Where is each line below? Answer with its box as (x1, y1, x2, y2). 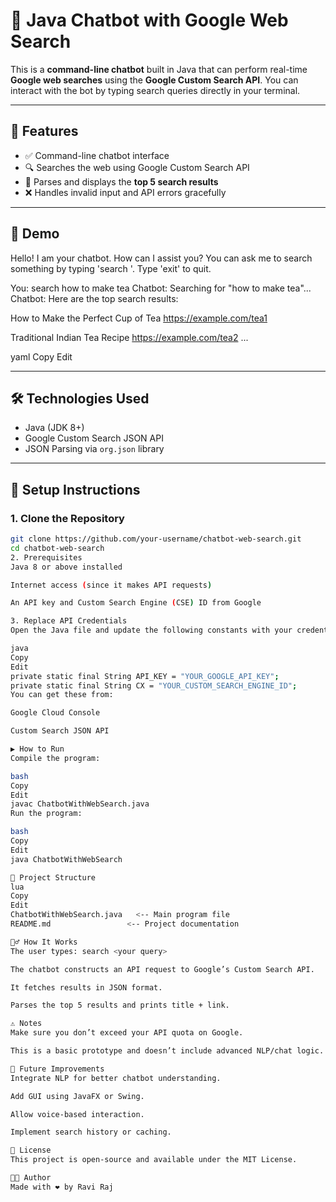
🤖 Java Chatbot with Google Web (10, 9, 289, 32)
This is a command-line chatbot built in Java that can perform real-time (10, 63, 308, 75)
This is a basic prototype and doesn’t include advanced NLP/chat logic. (10, 1046, 325, 1056)
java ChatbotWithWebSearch (10, 854, 123, 864)
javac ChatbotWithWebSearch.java (10, 799, 150, 809)
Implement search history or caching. (10, 1127, 172, 1138)
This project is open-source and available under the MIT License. (10, 1155, 298, 1165)
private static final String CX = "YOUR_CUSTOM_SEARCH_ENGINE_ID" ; (10, 680, 298, 691)
